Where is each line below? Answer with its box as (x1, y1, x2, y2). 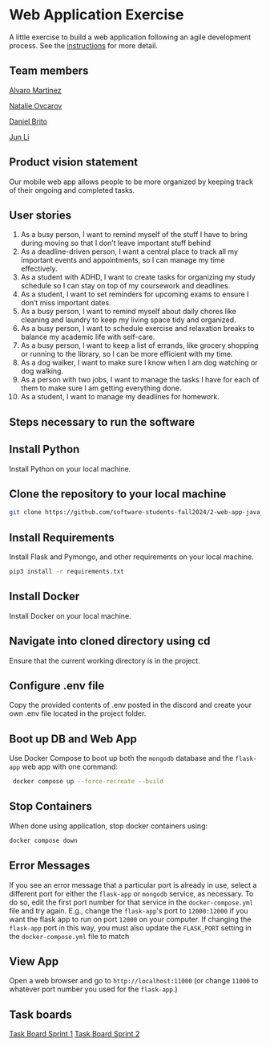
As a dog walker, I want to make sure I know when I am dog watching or (20, 358, 259, 367)
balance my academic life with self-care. (20, 332, 155, 342)
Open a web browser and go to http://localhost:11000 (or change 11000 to (9, 976, 259, 986)
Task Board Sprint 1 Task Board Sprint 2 (9, 1029, 140, 1039)
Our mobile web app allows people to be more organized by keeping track (9, 177, 253, 186)
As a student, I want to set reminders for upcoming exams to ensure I (20, 289, 249, 299)
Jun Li (9, 132, 30, 141)
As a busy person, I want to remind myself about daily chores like (20, 307, 237, 317)
